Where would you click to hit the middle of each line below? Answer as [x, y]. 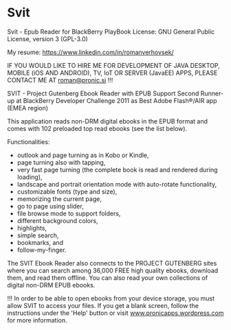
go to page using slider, [50, 206]
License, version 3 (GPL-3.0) [47, 38]
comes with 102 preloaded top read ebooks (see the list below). [97, 128]
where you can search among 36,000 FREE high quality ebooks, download [113, 270]
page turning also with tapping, [61, 162]
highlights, [32, 228]
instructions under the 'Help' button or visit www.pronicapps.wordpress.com [115, 313]
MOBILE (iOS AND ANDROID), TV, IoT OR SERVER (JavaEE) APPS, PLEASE [112, 73]
